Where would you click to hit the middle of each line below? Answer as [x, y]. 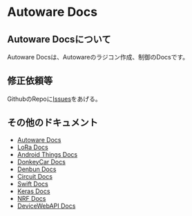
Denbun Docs [37, 169]
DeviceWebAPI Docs [46, 206]
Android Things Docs [47, 154]
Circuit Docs [35, 176]
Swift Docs [32, 184]
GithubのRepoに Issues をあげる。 [54, 99]
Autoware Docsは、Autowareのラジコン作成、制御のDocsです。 [98, 57]
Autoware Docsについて [59, 39]
